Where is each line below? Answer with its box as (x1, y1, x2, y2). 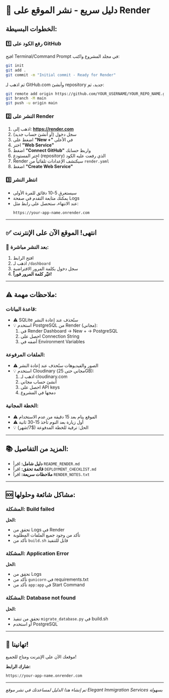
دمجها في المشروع (20, 390, 56, 396)
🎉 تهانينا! (6, 640, 29, 649)
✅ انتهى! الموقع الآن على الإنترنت (6, 228, 97, 237)
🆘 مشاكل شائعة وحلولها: (6, 490, 76, 499)
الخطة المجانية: (6, 402, 39, 409)
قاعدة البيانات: (6, 305, 37, 313)
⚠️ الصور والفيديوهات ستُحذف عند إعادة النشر (13, 362, 99, 369)
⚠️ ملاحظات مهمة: (6, 290, 57, 299)
